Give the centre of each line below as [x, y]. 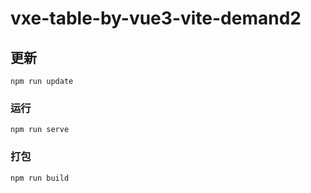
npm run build [40, 178]
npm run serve [40, 130]
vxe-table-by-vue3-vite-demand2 [156, 18]
